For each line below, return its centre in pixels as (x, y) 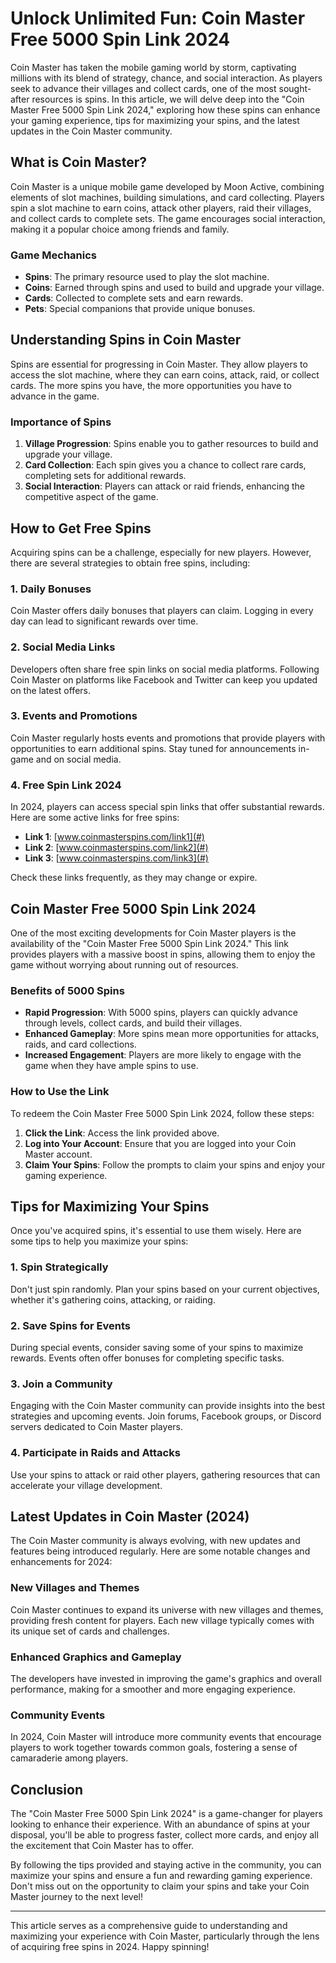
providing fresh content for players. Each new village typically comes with (162, 1620)
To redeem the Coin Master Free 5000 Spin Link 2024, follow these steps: (162, 1113)
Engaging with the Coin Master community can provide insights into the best (168, 1406)
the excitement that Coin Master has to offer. (102, 1846)
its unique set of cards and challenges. (90, 1631)
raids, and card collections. (80, 1044)
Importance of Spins (61, 422)
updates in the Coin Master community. (91, 131)
